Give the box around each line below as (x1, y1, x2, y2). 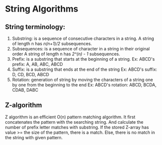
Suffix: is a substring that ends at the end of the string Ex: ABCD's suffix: (12, 66, 158, 72)
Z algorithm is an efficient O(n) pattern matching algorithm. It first (5, 114, 136, 120)
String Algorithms (5, 3, 79, 15)
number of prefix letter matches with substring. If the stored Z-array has (5, 124, 149, 130)
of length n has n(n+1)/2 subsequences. (12, 41, 92, 47)
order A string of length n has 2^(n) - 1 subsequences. (12, 51, 120, 57)
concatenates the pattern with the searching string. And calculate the (5, 119, 144, 125)
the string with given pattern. (5, 134, 63, 140)
